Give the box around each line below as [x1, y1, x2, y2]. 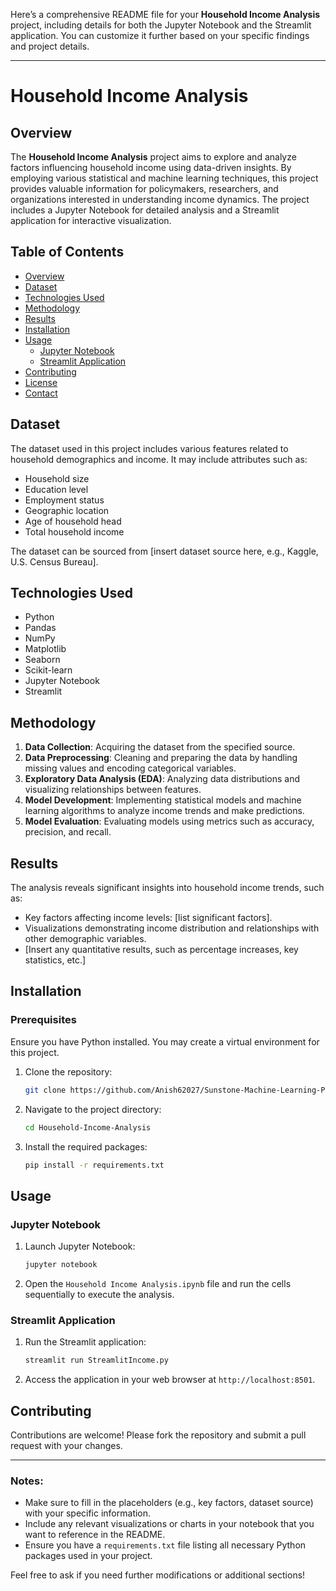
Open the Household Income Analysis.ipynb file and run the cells [24, 1277, 292, 1289]
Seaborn [24, 654, 61, 666]
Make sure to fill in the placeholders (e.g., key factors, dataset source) [24, 1497, 314, 1509]
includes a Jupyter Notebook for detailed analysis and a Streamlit [10, 204, 280, 216]
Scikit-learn [24, 664, 73, 676]
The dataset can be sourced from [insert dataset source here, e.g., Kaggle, [10, 545, 319, 557]
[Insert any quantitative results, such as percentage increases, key [24, 944, 299, 956]
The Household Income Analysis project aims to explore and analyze [10, 151, 297, 163]
